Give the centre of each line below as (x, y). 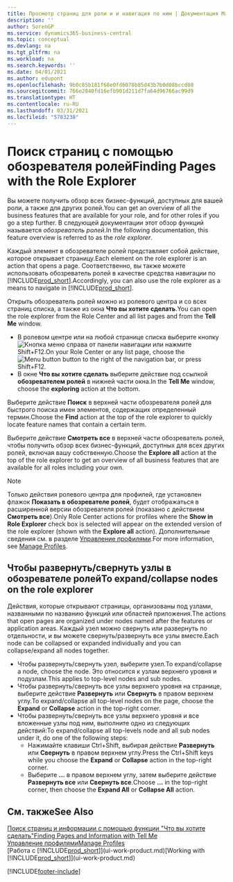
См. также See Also (50, 811)
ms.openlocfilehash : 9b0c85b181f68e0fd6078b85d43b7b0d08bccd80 (101, 85)
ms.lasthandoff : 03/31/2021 (48, 111)
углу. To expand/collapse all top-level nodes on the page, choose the (115, 701)
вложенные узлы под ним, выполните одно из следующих (104, 723)
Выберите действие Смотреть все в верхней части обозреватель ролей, (116, 438)
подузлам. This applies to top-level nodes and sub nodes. (100, 679)
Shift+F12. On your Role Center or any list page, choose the (101, 351)
